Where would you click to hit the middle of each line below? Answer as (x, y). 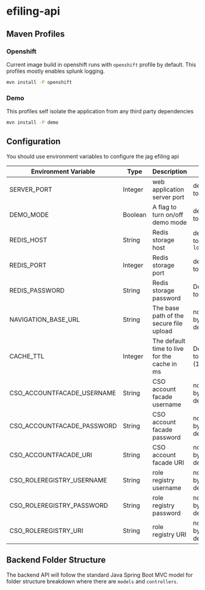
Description (170, 171)
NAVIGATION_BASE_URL (45, 319)
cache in (164, 364)
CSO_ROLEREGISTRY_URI (46, 531)
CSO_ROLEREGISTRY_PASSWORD (59, 505)
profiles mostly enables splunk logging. (56, 71)
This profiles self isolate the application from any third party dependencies (100, 111)
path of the (168, 315)
